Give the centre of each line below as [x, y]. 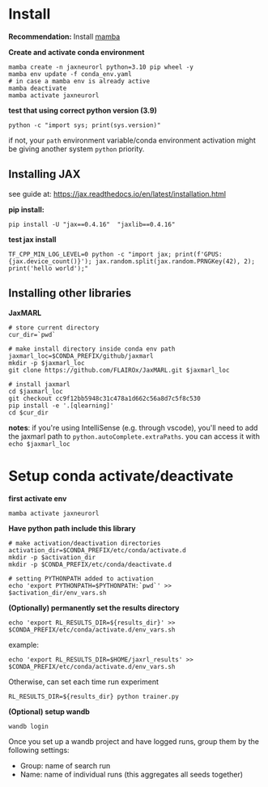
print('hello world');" [49, 268]
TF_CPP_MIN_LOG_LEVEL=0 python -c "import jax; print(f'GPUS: [115, 254]
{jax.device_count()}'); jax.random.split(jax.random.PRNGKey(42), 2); [132, 261]
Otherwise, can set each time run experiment [84, 682]
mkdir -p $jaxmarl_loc [47, 363]
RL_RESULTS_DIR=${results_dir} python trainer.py [94, 696]
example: [23, 644]
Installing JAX [45, 174]
